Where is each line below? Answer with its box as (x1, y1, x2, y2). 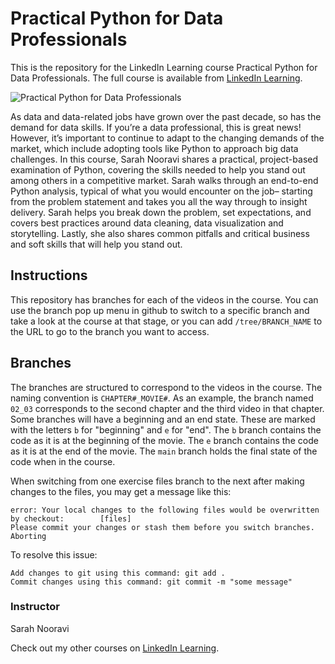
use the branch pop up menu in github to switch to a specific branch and (10, 304, 310, 316)
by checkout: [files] (10, 513, 132, 524)
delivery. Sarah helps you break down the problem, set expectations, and (10, 206, 312, 218)
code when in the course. (10, 455, 116, 467)
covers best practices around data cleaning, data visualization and (10, 217, 284, 229)
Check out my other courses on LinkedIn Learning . (10, 642, 220, 654)
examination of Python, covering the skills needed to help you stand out (10, 163, 306, 176)
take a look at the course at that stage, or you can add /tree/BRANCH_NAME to (10, 315, 323, 327)
